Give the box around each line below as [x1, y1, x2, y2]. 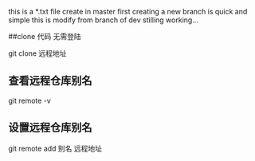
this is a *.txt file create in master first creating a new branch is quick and [8, 7, 248, 16]
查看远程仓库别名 [8, 74, 92, 88]
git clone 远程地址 [8, 49, 67, 58]
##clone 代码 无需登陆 [8, 32, 81, 41]
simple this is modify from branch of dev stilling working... [8, 15, 199, 25]
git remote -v [8, 96, 52, 105]
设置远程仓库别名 [8, 121, 92, 135]
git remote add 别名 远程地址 [8, 143, 102, 153]
